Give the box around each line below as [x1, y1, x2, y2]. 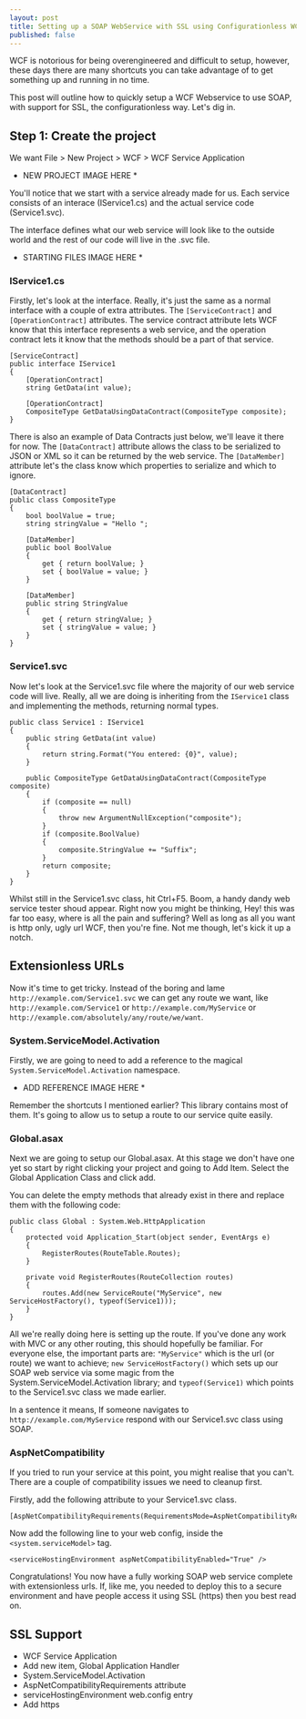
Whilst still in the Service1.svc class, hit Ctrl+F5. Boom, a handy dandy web [9, 893, 291, 904]
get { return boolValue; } [42, 559, 145, 569]
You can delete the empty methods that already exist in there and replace [9, 1190, 285, 1201]
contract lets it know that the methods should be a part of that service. [9, 334, 274, 345]
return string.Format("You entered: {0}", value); [42, 749, 239, 758]
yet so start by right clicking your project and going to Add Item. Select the [9, 1163, 290, 1174]
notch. [9, 931, 34, 942]
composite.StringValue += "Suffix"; [57, 845, 198, 854]
